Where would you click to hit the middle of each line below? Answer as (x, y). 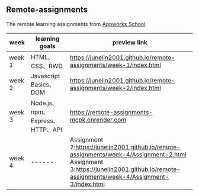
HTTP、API (46, 130)
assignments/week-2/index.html (115, 88)
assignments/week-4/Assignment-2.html (128, 155)
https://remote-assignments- (111, 112)
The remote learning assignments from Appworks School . (76, 24)
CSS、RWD (47, 66)
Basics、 (43, 84)
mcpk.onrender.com (98, 120)
